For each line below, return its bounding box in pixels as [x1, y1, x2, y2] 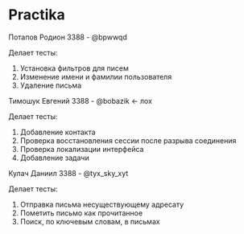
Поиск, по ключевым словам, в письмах [19, 216, 160, 226]
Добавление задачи [19, 153, 90, 162]
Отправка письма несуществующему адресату [19, 199, 184, 209]
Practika [8, 6, 66, 24]
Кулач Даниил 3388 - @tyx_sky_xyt [8, 168, 129, 178]
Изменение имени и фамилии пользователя [19, 72, 172, 81]
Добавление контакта [19, 127, 96, 137]
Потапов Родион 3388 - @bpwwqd [8, 32, 127, 42]
